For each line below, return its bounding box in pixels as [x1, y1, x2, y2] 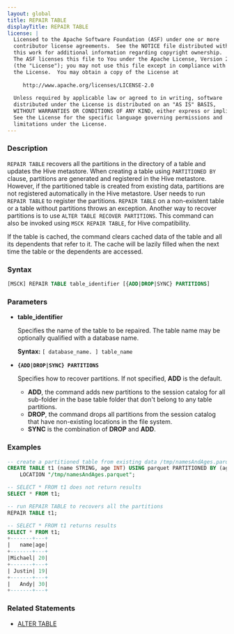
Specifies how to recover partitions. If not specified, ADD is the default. [17, 374, 223, 383]
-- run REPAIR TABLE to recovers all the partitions [7, 503, 164, 510]
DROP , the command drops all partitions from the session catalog [27, 410, 216, 419]
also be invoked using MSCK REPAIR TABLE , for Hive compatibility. [7, 219, 191, 227]
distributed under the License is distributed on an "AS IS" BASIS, [13, 101, 217, 108]
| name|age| [7, 542, 49, 549]
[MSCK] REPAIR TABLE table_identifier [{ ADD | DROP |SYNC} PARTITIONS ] [7, 281, 210, 288]
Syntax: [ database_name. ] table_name [17, 347, 133, 356]
